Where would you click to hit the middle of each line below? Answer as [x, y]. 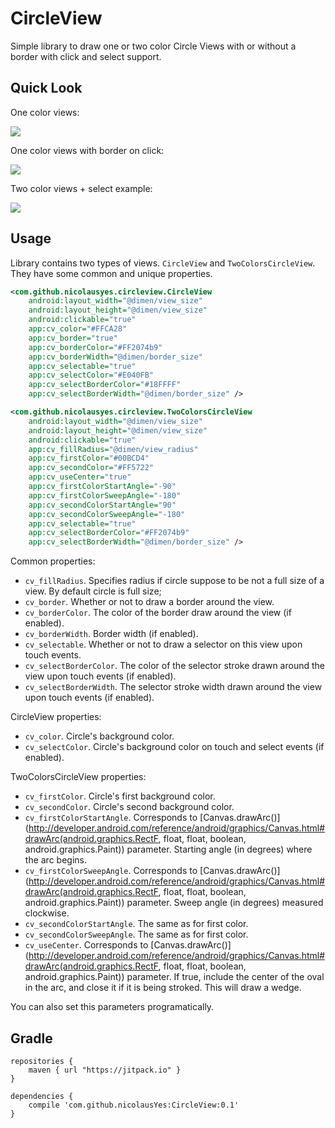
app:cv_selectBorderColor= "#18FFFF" [105, 385]
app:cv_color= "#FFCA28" [78, 329]
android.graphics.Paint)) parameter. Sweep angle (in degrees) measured [174, 903]
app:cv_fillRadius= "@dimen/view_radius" [113, 449]
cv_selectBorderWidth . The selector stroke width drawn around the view [173, 687]
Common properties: [53, 561]
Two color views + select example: [81, 188]
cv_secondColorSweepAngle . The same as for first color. [136, 934]
